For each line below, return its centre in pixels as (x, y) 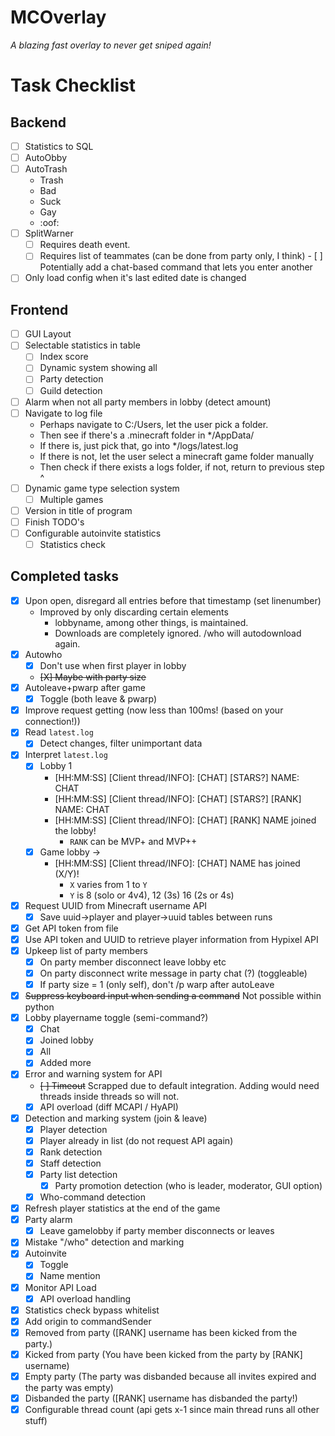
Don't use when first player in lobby (113, 665)
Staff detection (70, 1163)
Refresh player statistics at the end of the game (122, 1208)
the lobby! (75, 830)
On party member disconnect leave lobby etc (133, 962)
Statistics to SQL (59, 146)
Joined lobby (66, 1040)
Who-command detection (93, 1197)
